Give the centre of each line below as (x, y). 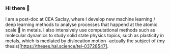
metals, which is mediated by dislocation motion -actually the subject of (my (85, 41)
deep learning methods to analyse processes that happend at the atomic (81, 24)
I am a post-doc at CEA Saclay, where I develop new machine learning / (80, 19)
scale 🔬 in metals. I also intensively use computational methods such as (80, 30)
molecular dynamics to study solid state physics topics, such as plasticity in (85, 36)
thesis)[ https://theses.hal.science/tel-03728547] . (57, 46)
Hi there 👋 (18, 8)
